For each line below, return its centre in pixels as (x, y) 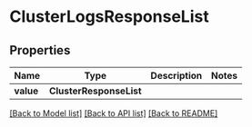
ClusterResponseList (96, 91)
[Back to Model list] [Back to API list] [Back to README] (114, 113)
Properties (40, 50)
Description (176, 76)
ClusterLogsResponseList (109, 17)
